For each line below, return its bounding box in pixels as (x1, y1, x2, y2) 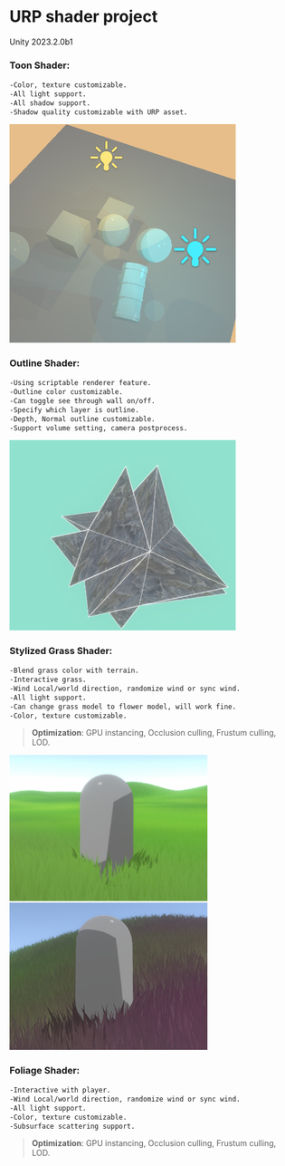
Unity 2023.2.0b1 (9, 36, 73, 47)
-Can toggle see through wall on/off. (9, 397, 156, 406)
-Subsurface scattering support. (9, 1122, 136, 1132)
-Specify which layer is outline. (9, 406, 140, 415)
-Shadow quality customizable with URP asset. (9, 108, 188, 117)
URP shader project (9, 6, 158, 27)
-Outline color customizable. (9, 388, 124, 397)
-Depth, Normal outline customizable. (9, 415, 156, 424)
